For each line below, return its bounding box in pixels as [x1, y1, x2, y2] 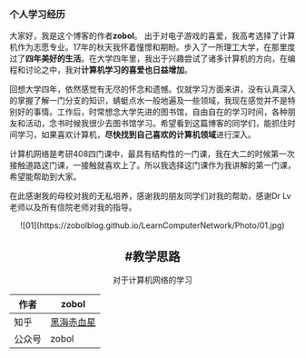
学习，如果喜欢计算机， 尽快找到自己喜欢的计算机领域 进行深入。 [16, 129, 256, 140]
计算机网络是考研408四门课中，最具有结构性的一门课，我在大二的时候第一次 [9, 148, 295, 160]
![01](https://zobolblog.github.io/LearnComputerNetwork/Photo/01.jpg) [20, 220, 285, 231]
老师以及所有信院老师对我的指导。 [9, 202, 137, 213]
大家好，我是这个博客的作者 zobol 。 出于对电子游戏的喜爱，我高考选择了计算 [9, 30, 296, 42]
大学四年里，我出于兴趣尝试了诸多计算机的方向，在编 [96, 53, 296, 65]
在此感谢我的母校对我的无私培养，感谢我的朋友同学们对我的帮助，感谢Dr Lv [9, 191, 292, 202]
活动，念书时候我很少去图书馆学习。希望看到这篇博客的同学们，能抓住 [25, 118, 288, 129]
